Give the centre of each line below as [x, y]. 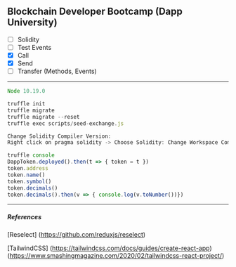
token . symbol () [29, 181]
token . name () [26, 175]
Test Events [34, 47]
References [25, 216]
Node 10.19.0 [26, 91]
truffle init [26, 104]
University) [32, 23]
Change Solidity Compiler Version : [59, 136]
